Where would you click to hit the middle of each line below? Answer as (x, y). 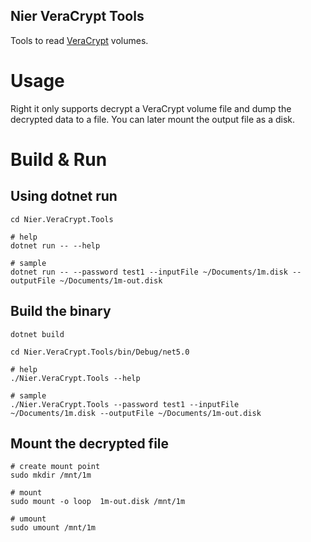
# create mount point (55, 467)
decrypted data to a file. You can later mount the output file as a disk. (153, 119)
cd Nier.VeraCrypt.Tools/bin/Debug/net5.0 (100, 352)
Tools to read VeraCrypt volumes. (79, 40)
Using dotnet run (64, 196)
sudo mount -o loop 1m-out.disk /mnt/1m (98, 502)
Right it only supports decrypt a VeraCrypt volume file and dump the (151, 108)
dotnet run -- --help (55, 245)
